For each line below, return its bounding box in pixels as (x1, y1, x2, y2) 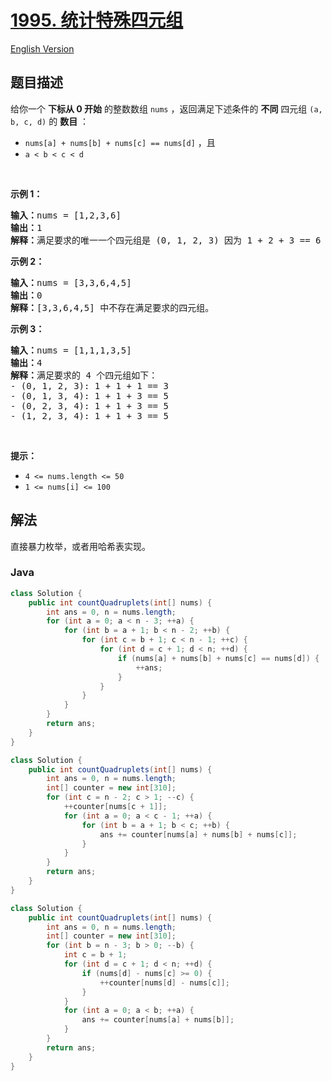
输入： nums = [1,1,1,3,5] (10, 344, 132, 356)
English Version (10, 42, 75, 55)
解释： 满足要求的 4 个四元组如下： (10, 369, 158, 381)
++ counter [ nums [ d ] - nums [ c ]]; (99, 977, 230, 988)
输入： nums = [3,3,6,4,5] (10, 277, 132, 288)
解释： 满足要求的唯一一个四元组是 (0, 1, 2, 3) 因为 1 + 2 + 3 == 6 (10, 234, 322, 246)
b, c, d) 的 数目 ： (10, 115, 90, 127)
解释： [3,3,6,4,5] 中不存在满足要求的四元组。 (10, 302, 215, 313)
